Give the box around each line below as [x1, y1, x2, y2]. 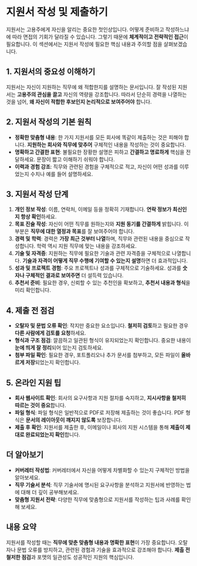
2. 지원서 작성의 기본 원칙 [6, 117, 92, 127]
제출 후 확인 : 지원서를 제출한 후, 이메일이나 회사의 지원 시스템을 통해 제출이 [14, 424, 185, 430]
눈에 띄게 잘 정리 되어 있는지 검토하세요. [14, 344, 104, 351]
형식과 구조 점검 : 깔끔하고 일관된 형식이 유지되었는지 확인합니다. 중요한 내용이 [14, 337, 191, 344]
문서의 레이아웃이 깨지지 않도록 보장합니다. [25, 416, 123, 423]
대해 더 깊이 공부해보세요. [21, 488, 79, 496]
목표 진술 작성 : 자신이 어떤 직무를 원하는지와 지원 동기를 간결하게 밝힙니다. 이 [14, 221, 189, 228]
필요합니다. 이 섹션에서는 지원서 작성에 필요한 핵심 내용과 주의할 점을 [6, 41, 162, 48]
